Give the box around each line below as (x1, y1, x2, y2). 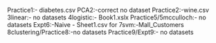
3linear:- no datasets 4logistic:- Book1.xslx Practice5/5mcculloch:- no (7, 13, 206, 21)
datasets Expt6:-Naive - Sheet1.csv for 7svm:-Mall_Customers (7, 21, 185, 28)
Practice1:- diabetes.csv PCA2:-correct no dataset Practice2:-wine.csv (7, 6, 210, 14)
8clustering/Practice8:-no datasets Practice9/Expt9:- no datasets (7, 28, 194, 36)
